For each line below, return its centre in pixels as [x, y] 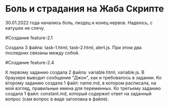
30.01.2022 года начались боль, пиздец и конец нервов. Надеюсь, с [79, 23]
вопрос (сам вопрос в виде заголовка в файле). [57, 99]
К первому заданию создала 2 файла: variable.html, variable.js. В [75, 72]
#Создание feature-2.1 [29, 38]
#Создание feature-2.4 [30, 62]
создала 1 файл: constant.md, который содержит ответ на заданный [78, 93]
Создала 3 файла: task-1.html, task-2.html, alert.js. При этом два [73, 47]
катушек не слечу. [25, 28]
